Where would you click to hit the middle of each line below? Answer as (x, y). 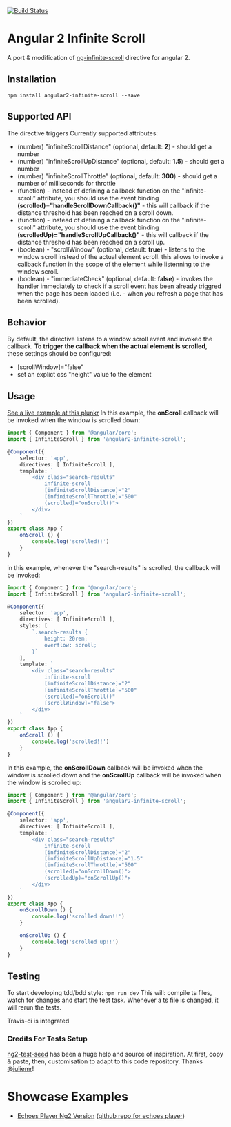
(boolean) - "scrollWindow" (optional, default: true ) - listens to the (111, 249)
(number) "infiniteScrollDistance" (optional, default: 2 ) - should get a (114, 146)
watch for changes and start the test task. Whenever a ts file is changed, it (113, 1000)
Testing (24, 976)
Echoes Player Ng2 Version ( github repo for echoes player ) (101, 1115)
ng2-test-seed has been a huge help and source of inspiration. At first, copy (115, 1054)
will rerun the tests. (34, 1007)
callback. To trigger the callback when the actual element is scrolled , (107, 346)
